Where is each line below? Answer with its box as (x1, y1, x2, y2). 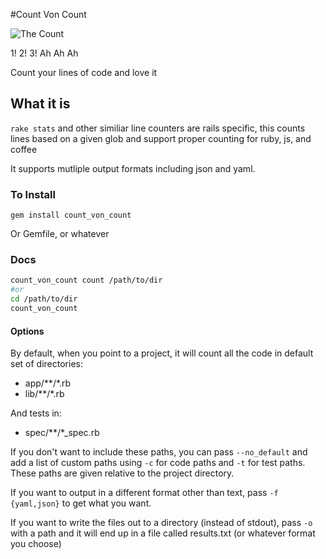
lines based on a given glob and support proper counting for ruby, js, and (10, 132, 312, 144)
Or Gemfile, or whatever (10, 228, 110, 240)
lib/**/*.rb (24, 388, 65, 400)
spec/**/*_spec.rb (24, 427, 100, 439)
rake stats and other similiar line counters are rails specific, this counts (10, 122, 306, 134)
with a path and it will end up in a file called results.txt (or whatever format (10, 527, 316, 539)
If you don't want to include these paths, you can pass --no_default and (10, 446, 308, 458)
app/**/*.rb (24, 377, 72, 389)
